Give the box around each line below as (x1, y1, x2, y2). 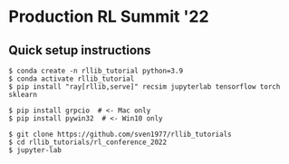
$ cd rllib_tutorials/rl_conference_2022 (8, 138, 168, 147)
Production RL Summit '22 (8, 6, 209, 27)
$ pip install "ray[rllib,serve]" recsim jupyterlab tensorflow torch (8, 82, 281, 92)
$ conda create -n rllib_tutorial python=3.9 (8, 66, 183, 75)
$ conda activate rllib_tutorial (8, 74, 135, 83)
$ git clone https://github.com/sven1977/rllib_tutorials (8, 130, 232, 139)
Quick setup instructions (8, 43, 151, 58)
